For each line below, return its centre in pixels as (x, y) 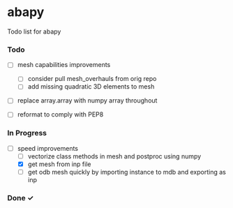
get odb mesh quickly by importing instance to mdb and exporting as (127, 172)
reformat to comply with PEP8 (60, 114)
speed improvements (48, 148)
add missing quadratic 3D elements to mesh (91, 87)
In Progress (27, 133)
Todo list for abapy (34, 31)
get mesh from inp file (59, 164)
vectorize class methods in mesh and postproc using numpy (114, 156)
